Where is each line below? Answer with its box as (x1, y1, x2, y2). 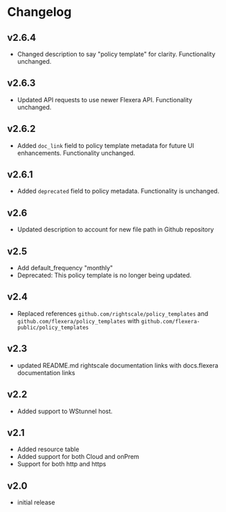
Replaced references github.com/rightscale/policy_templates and (17, 309, 209, 318)
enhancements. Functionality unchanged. (17, 149, 135, 157)
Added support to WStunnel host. (17, 407, 113, 415)
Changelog (7, 4, 72, 20)
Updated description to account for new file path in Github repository (17, 225, 214, 234)
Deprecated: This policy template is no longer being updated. (17, 271, 192, 280)
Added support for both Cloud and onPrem (17, 453, 140, 461)
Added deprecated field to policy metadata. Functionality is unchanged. (17, 187, 220, 196)
